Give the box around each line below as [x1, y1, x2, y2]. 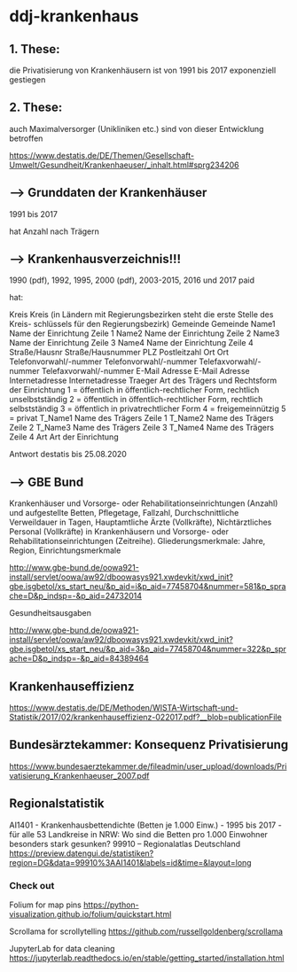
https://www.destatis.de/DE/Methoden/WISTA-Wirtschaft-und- [9, 703, 239, 713]
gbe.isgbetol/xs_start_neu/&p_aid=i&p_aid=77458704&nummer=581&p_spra [9, 581, 286, 592]
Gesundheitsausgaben [9, 608, 91, 618]
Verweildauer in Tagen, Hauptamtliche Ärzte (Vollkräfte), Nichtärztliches [9, 517, 272, 528]
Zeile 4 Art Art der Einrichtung [9, 432, 119, 442]
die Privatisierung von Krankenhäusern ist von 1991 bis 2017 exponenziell [9, 65, 277, 75]
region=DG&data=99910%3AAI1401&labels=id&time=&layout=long [9, 857, 252, 867]
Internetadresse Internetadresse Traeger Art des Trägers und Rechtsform [9, 375, 277, 386]
